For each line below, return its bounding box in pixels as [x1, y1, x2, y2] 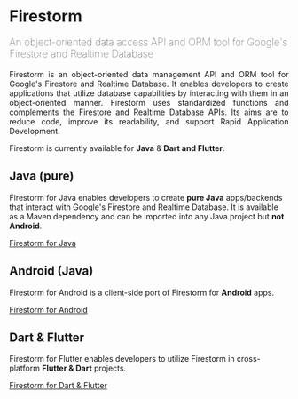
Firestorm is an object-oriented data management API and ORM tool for [9, 68, 289, 79]
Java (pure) [9, 169, 74, 184]
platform [9, 363, 40, 374]
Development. [9, 125, 60, 136]
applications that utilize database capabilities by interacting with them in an [9, 87, 289, 99]
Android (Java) [9, 264, 94, 279]
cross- [236, 354, 262, 364]
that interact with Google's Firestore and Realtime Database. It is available [9, 202, 279, 212]
